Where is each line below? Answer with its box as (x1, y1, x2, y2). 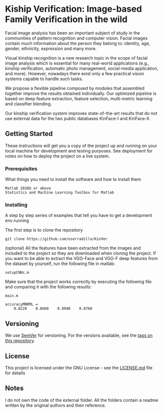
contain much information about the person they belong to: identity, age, (5, 40, 150, 46)
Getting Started (5, 130, 53, 138)
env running (5, 217, 29, 223)
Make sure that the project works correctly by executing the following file (5, 279, 152, 284)
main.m (5, 293, 18, 299)
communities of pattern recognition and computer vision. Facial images (5, 35, 148, 41)
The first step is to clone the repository (5, 227, 83, 233)
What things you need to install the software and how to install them (5, 176, 141, 182)
